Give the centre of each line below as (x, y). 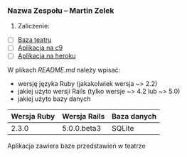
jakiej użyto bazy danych (54, 99)
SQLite (123, 129)
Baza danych (134, 117)
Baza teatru (34, 40)
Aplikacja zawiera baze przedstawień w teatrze (76, 146)
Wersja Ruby (33, 117)
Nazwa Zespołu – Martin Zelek (61, 11)
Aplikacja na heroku (47, 56)
